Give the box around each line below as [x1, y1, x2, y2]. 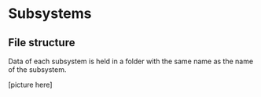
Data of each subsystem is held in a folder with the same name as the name [8, 56, 254, 66]
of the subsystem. [8, 65, 67, 74]
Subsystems [8, 5, 92, 23]
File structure [8, 36, 75, 49]
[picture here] [8, 80, 53, 89]
